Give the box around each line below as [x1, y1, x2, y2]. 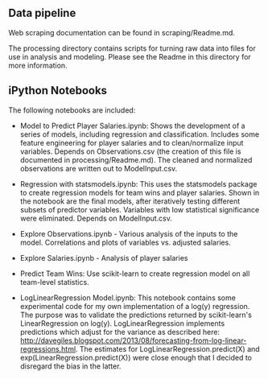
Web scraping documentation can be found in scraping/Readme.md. [8, 27, 236, 37]
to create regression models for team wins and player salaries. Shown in [19, 187, 260, 197]
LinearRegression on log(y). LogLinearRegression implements [19, 318, 225, 328]
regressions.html [19, 344, 76, 353]
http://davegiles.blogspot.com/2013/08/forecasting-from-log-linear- [19, 336, 247, 345]
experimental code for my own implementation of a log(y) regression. [19, 301, 250, 311]
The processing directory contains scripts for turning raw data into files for [8, 43, 256, 53]
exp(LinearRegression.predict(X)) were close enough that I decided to [19, 352, 252, 362]
